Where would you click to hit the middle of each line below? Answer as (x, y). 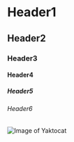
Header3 (22, 58)
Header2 (27, 38)
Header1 (32, 12)
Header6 (20, 109)
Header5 (20, 91)
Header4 (20, 75)
